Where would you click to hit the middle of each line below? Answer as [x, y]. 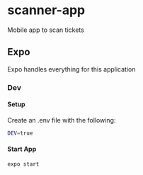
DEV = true [20, 133]
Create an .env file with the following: [62, 120]
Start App [22, 149]
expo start [23, 164]
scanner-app [46, 10]
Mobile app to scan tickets [46, 30]
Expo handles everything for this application [71, 69]
